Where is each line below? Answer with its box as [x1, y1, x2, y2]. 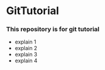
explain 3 [14, 51, 37, 58]
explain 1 [14, 38, 37, 45]
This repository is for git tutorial [6, 25, 100, 34]
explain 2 [14, 45, 37, 52]
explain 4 [14, 57, 37, 64]
